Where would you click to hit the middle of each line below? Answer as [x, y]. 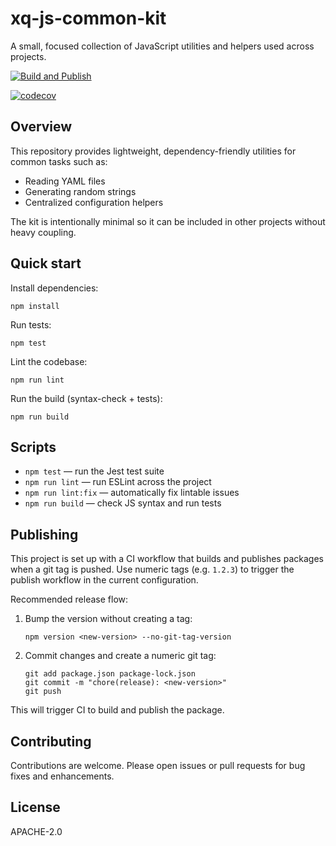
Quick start [46, 263]
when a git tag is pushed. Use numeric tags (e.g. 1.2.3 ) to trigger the [152, 569]
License [35, 807]
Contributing [51, 741]
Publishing [44, 534]
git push [43, 692]
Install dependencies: [54, 288]
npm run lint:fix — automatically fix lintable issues [132, 493]
